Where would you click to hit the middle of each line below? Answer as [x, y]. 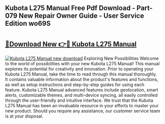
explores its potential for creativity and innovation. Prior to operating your [79, 69]
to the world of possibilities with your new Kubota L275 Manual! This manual [82, 63]
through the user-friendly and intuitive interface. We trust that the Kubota [79, 100]
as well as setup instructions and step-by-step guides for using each [75, 84]
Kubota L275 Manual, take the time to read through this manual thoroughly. [81, 74]
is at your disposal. [24, 116]
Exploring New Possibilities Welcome [121, 58]
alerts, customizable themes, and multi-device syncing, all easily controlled [82, 95]
